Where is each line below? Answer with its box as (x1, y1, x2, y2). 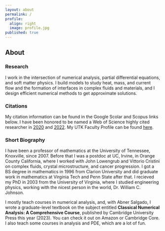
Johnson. (5, 190, 25, 195)
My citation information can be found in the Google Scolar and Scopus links (5, 114, 159, 119)
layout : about (5, 7, 34, 12)
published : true (5, 30, 38, 35)
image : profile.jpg (9, 26, 50, 31)
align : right (9, 21, 36, 26)
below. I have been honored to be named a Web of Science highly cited (5, 119, 150, 125)
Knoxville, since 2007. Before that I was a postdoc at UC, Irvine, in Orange (5, 153, 155, 159)
